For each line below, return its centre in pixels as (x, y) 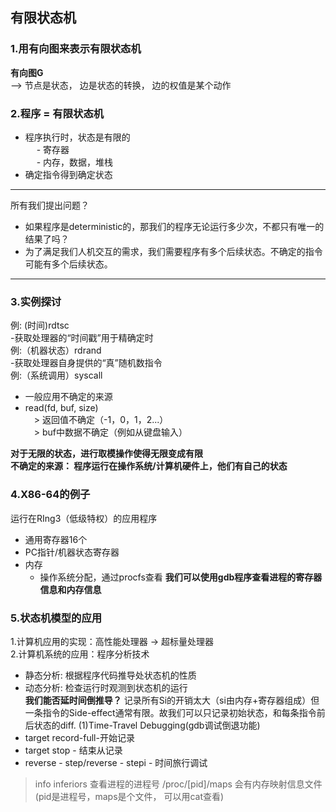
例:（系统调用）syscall (56, 375)
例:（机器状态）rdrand (56, 350)
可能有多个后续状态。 (68, 264)
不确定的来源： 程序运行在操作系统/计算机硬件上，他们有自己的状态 (149, 466)
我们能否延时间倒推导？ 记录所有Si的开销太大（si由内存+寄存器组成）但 (172, 700)
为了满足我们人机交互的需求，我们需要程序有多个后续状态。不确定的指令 (173, 251)
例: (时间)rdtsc (40, 325)
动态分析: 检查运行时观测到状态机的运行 (106, 687)
